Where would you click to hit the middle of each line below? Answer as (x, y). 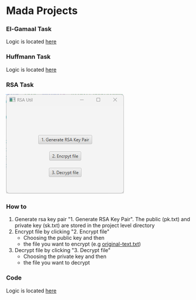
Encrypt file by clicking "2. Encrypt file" (62, 232)
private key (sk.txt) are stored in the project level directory (85, 225)
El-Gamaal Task (29, 29)
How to (16, 207)
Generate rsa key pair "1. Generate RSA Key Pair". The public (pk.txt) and (102, 219)
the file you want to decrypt (56, 263)
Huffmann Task (28, 57)
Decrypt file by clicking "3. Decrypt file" (63, 250)
